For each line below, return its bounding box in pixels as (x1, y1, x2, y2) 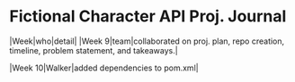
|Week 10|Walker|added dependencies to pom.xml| (9, 62, 200, 73)
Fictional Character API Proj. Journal (9, 6, 287, 27)
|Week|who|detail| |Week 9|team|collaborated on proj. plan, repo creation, (9, 36, 285, 46)
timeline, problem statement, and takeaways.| (9, 45, 178, 55)
